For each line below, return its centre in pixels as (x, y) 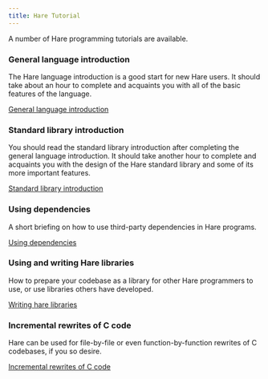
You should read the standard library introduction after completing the (124, 147)
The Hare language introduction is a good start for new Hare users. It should (134, 76)
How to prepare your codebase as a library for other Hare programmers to (131, 280)
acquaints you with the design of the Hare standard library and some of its (131, 164)
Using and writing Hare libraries (71, 263)
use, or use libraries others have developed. (81, 288)
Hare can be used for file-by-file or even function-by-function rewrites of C (133, 343)
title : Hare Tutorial (45, 16)
